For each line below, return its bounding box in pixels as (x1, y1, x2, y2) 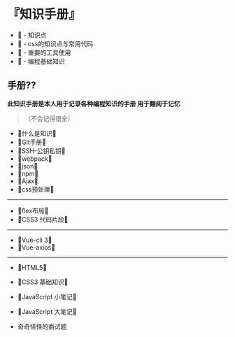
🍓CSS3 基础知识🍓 (17, 278, 69, 286)
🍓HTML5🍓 (17, 263, 48, 271)
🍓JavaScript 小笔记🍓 (17, 292, 77, 301)
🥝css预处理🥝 (17, 185, 55, 193)
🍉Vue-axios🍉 (17, 243, 56, 252)
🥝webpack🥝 (17, 155, 52, 163)
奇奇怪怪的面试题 (17, 322, 67, 331)
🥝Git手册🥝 (17, 138, 47, 146)
